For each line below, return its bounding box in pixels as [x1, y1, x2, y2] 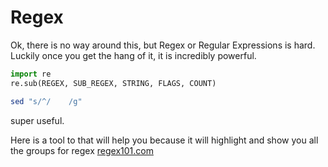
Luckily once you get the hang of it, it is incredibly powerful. [10, 49, 257, 61]
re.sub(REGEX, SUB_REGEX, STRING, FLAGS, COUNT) [10, 78, 217, 88]
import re [10, 69, 52, 79]
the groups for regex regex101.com [10, 144, 154, 156]
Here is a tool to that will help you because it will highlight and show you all [10, 134, 319, 146]
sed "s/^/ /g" [10, 96, 83, 106]
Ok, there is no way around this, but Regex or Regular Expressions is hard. [10, 39, 316, 51]
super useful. [10, 114, 65, 126]
